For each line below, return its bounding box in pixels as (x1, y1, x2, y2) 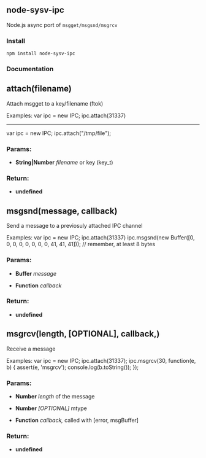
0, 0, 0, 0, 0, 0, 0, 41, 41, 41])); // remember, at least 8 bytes (6, 241, 155, 248)
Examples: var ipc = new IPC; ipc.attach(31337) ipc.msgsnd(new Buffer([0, (6, 234, 195, 241)
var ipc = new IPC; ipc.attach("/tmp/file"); (6, 129, 112, 137)
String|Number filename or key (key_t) (15, 159, 113, 166)
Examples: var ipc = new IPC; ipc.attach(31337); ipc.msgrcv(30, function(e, (6, 357, 196, 364)
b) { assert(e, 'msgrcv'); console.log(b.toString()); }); (6, 363, 139, 371)
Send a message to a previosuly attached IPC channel (6, 222, 143, 230)
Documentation (6, 64, 54, 73)
